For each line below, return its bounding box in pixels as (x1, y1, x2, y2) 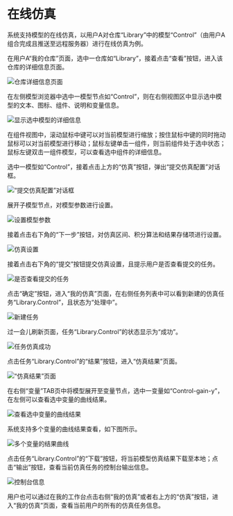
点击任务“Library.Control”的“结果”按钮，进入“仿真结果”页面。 (7, 357, 182, 365)
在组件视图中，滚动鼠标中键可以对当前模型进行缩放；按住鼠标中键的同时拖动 (7, 130, 226, 139)
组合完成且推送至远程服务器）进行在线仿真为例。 (7, 39, 147, 47)
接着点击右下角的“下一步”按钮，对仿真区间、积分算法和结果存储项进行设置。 (7, 230, 225, 238)
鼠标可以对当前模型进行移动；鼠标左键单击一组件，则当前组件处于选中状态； (7, 139, 226, 147)
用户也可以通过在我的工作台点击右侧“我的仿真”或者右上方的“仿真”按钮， (7, 492, 213, 501)
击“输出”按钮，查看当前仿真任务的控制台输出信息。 (7, 463, 153, 471)
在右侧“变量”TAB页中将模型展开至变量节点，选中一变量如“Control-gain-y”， (7, 386, 224, 394)
